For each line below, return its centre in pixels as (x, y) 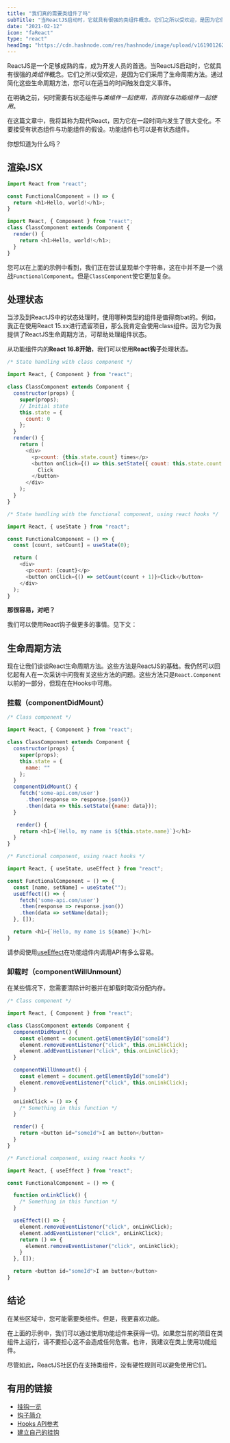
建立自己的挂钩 (38, 1432)
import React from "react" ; (47, 184)
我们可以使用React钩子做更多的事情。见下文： (72, 625)
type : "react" (27, 39)
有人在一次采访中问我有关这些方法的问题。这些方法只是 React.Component (120, 675)
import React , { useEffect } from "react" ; (70, 1170)
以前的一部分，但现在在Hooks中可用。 (61, 683)
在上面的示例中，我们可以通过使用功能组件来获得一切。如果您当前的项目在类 (115, 1333)
